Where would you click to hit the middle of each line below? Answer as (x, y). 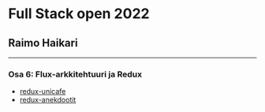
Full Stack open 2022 (79, 14)
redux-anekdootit (48, 100)
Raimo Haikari (43, 43)
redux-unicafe (43, 91)
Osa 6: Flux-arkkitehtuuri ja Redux (75, 74)
